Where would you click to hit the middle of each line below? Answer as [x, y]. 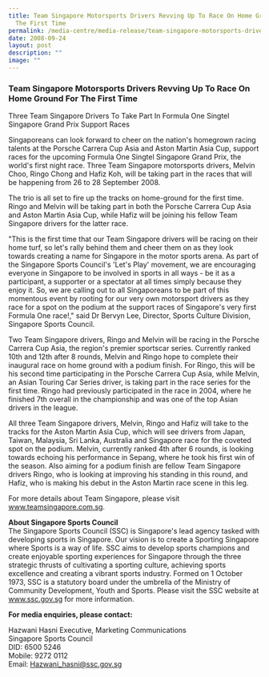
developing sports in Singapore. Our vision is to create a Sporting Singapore [134, 540]
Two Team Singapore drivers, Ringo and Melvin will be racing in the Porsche [134, 340]
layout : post [30, 46]
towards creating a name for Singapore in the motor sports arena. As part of [133, 256]
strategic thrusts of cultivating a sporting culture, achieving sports [117, 565]
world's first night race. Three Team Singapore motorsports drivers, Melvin [132, 166]
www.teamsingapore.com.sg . [57, 507]
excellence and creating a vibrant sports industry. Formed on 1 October [125, 574]
